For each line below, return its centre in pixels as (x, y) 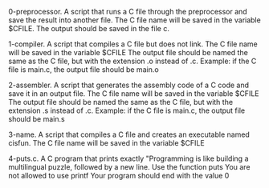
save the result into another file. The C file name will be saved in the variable (134, 20)
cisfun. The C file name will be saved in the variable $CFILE (106, 143)
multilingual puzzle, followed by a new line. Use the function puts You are (129, 167)
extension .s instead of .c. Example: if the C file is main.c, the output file (127, 110)
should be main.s (37, 119)
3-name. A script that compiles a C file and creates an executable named (129, 134)
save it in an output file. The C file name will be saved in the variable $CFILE (134, 94)
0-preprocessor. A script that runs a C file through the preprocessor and (128, 12)
